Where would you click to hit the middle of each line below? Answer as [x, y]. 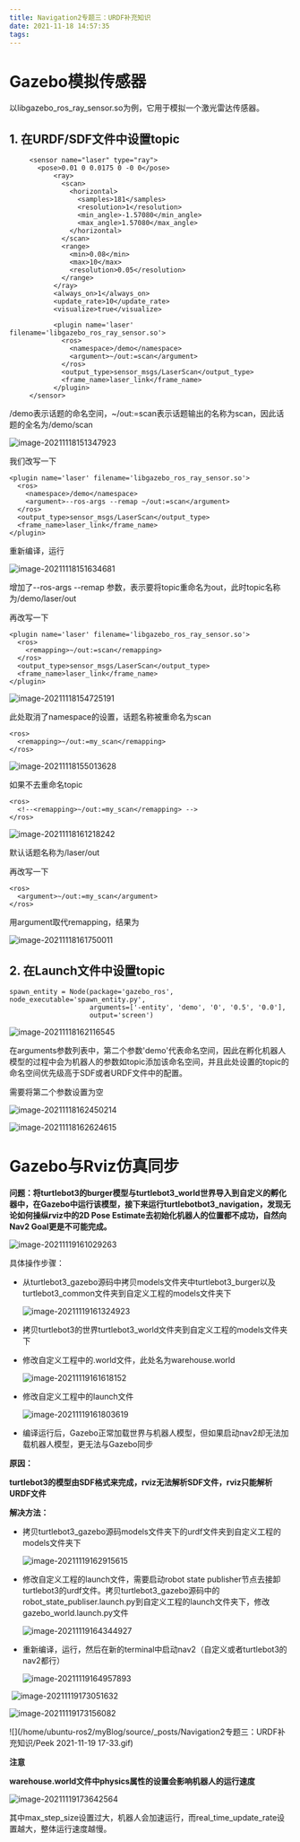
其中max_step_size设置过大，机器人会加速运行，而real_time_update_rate [143, 1817]
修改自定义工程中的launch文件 [78, 1396]
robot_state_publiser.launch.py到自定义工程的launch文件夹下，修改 [146, 1602]
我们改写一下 [33, 461]
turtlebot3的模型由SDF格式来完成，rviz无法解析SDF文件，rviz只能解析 [141, 1482]
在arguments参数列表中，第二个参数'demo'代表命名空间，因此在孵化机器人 [148, 1050]
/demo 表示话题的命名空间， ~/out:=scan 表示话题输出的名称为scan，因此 [143, 414]
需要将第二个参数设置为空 [56, 1092]
